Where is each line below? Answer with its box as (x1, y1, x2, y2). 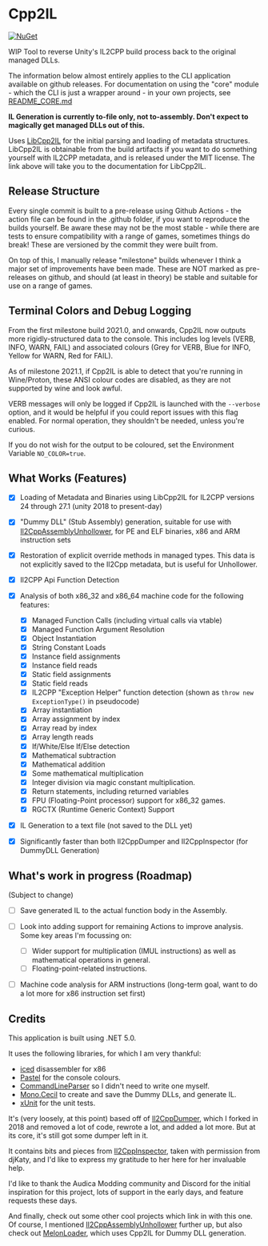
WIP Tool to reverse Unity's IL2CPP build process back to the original (8, 46, 236, 56)
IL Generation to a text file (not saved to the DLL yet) (19, 821, 194, 830)
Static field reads (31, 679, 88, 688)
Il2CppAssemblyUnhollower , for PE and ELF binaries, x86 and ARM (19, 526, 241, 536)
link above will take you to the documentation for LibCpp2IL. (8, 161, 206, 170)
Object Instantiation (31, 633, 97, 643)
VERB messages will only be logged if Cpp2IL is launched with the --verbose (8, 399, 261, 408)
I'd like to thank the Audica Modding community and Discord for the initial (8, 1179, 250, 1188)
